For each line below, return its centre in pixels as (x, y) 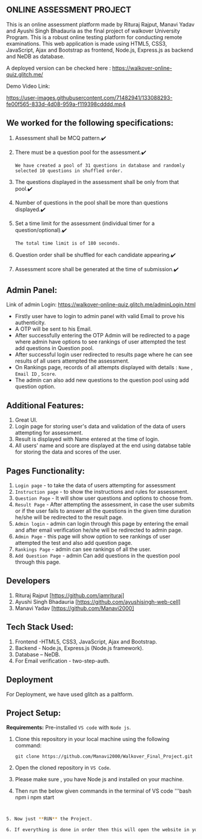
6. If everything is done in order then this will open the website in (98, 830)
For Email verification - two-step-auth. (62, 660)
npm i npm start (35, 798)
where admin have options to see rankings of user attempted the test (100, 342)
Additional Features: (45, 405)
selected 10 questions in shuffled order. (69, 171)
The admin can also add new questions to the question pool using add (102, 380)
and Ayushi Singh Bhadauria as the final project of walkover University (93, 31)
